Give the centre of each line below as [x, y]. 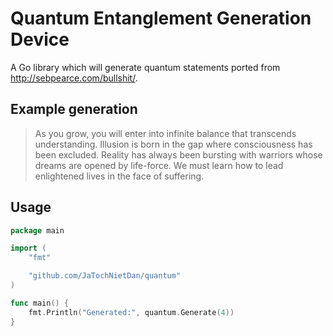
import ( [28, 248]
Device [40, 39]
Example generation [74, 109]
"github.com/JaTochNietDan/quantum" [105, 276]
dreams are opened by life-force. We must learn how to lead [159, 165]
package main [37, 230]
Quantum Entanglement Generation [161, 18]
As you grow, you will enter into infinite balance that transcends [165, 133]
